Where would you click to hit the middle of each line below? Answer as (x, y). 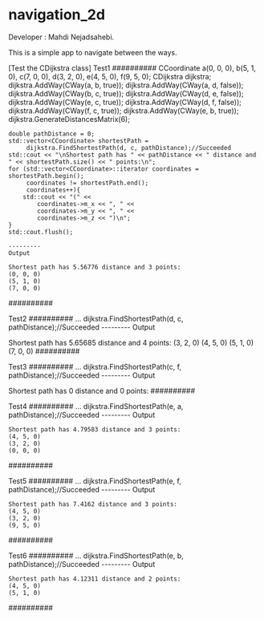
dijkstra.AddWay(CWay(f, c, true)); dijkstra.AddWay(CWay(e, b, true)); (124, 111)
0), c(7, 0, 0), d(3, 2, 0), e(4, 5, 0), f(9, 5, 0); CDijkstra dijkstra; (110, 76)
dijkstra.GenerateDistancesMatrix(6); (69, 119)
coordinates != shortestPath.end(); (87, 183)
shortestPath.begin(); (46, 176)
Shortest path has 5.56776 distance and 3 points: (95, 267)
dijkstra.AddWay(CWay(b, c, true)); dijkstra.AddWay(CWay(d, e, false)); (126, 93)
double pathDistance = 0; (51, 134)
